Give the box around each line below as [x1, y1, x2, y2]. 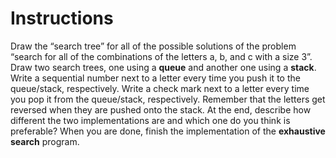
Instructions [10, 7, 114, 30]
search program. [10, 135, 80, 147]
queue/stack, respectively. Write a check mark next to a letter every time [10, 82, 310, 94]
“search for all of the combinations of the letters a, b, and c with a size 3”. [10, 50, 313, 62]
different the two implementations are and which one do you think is [10, 114, 291, 126]
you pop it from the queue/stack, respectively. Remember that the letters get [10, 93, 326, 105]
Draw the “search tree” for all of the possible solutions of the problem [10, 40, 297, 52]
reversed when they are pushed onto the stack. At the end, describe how [10, 103, 312, 116]
